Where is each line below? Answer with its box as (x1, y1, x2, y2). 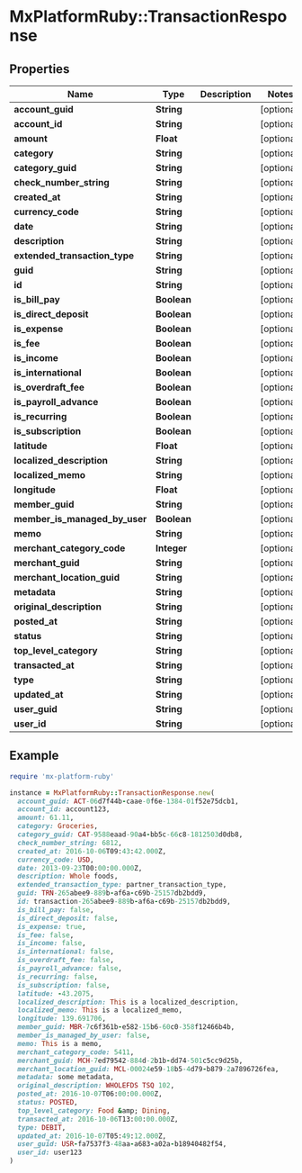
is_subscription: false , (17, 980, 111, 989)
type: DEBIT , (17, 1123, 67, 1132)
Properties (9, 61, 70, 77)
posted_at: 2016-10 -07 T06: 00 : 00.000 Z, (17, 1089, 164, 1099)
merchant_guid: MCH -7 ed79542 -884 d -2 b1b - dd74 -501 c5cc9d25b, (17, 1056, 244, 1065)
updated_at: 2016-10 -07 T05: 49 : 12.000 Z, (17, 1132, 167, 1141)
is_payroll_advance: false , (17, 964, 123, 973)
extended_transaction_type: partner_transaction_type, (17, 880, 227, 889)
